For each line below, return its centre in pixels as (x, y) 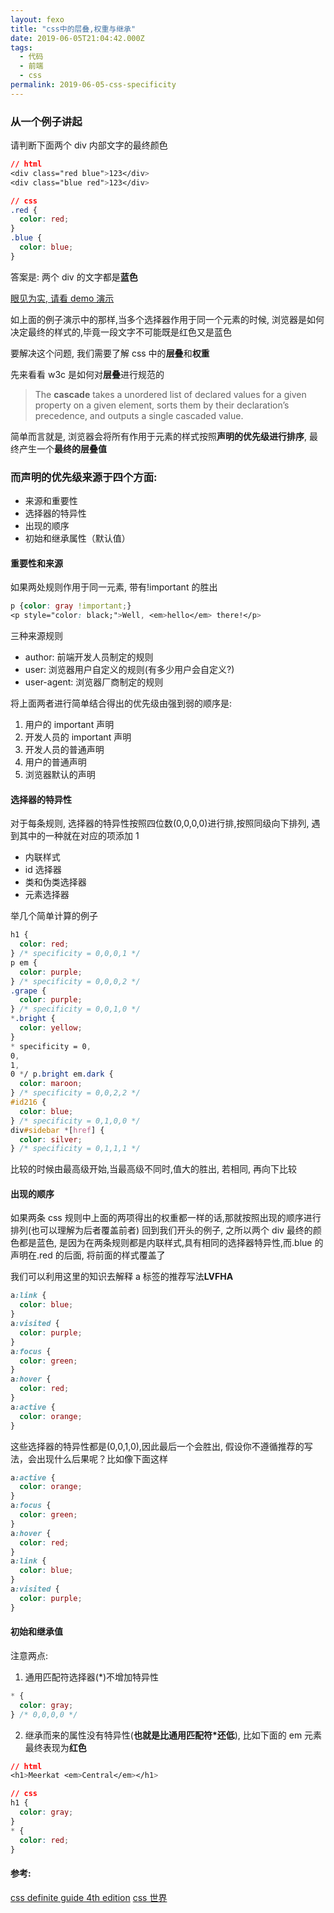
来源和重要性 (51, 501)
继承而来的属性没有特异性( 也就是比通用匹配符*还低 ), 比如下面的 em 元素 (173, 1735)
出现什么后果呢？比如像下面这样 (102, 1458)
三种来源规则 (36, 636)
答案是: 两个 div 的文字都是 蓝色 (74, 277)
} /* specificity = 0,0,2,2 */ (75, 1093)
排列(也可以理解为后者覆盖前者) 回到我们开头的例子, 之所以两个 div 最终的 (161, 1230)
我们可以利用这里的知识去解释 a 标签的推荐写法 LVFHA (122, 1277)
